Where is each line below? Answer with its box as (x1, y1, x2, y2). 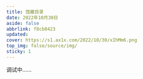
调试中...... (6, 66, 32, 73)
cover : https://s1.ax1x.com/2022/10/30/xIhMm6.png (6, 37, 138, 43)
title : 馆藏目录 (6, 9, 44, 15)
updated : (6, 32, 29, 38)
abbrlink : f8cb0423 (6, 26, 56, 32)
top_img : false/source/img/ (6, 43, 78, 49)
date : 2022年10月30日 (6, 15, 58, 21)
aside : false (6, 20, 40, 26)
